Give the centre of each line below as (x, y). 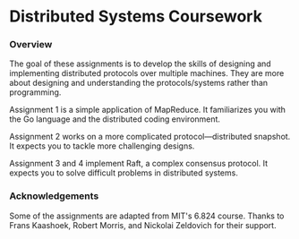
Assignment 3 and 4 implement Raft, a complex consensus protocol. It (139, 164)
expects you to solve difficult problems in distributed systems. (124, 173)
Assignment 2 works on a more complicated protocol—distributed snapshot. (150, 137)
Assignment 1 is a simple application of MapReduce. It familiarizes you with (148, 110)
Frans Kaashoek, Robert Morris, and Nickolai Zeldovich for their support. (143, 225)
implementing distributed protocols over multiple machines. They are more (147, 73)
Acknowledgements (54, 196)
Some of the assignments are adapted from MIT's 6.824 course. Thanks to (147, 216)
